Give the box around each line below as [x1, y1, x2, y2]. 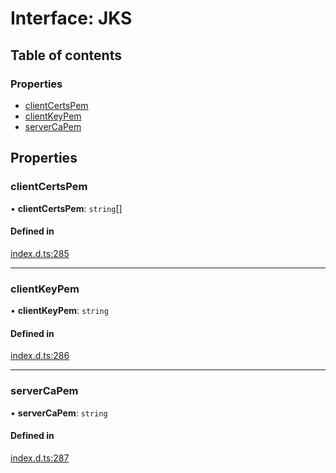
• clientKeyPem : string [10, 305, 109, 317]
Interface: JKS [10, 7, 133, 30]
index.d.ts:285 [10, 247, 70, 259]
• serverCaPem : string [10, 407, 108, 419]
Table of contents [10, 47, 122, 64]
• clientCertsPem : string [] [10, 202, 123, 214]
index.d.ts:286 [10, 350, 70, 362]
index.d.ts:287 [10, 452, 70, 464]
